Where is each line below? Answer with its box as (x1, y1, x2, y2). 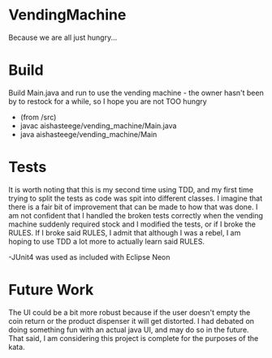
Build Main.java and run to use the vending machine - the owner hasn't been (8, 88, 264, 97)
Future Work (8, 281, 94, 299)
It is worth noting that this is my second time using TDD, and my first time (8, 184, 254, 194)
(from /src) (19, 112, 57, 122)
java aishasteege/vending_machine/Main (19, 129, 158, 139)
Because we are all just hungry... (8, 32, 118, 42)
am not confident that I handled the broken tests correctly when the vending (8, 210, 264, 220)
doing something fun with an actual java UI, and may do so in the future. (8, 325, 249, 334)
